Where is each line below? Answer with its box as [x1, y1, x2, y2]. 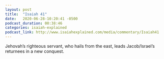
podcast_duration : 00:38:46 [5, 20, 63, 26]
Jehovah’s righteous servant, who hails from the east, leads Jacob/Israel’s [5, 43, 155, 49]
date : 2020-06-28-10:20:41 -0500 [5, 16, 78, 21]
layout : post [5, 7, 32, 12]
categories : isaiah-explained [5, 25, 67, 30]
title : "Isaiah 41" [5, 12, 48, 17]
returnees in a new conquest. [5, 48, 65, 54]
